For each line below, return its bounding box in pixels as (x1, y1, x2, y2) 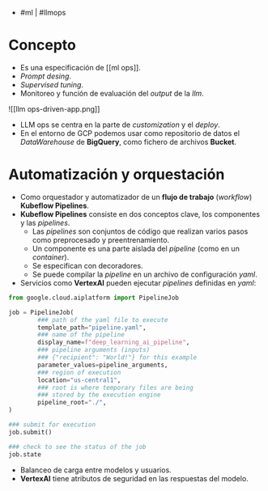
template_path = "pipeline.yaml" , (37, 324, 147, 332)
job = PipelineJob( (8, 308, 74, 316)
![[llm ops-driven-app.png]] (8, 104, 100, 113)
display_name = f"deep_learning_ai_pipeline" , (37, 338, 190, 347)
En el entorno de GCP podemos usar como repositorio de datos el (19, 128, 240, 138)
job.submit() (8, 428, 53, 436)
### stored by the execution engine (37, 391, 161, 400)
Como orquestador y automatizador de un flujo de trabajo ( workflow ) (19, 192, 253, 201)
